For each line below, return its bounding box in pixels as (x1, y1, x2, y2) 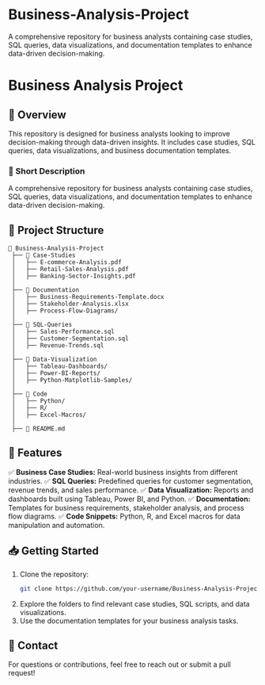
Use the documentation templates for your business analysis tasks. (19, 616, 239, 626)
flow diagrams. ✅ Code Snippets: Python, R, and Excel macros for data (8, 511, 241, 521)
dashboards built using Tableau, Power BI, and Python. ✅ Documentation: (8, 494, 251, 503)
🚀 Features (8, 446, 62, 460)
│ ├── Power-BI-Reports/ (11, 369, 101, 377)
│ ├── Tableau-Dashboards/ (11, 362, 108, 370)
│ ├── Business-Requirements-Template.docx (11, 293, 165, 301)
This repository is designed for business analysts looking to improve (8, 128, 231, 138)
